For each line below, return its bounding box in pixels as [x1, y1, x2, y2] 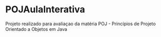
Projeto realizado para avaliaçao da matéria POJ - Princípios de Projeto [5, 21, 156, 27]
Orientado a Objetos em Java [5, 26, 67, 32]
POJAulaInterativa [5, 4, 85, 15]
